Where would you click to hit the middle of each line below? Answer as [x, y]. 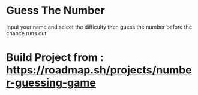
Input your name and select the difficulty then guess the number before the [99, 27]
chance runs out [26, 33]
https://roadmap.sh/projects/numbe [99, 70]
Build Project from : [55, 58]
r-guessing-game [51, 83]
